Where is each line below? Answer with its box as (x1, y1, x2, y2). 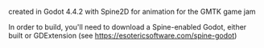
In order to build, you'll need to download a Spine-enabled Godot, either (8, 22, 247, 31)
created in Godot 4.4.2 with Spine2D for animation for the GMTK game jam (8, 7, 256, 16)
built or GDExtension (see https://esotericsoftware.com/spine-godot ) (8, 31, 237, 40)
